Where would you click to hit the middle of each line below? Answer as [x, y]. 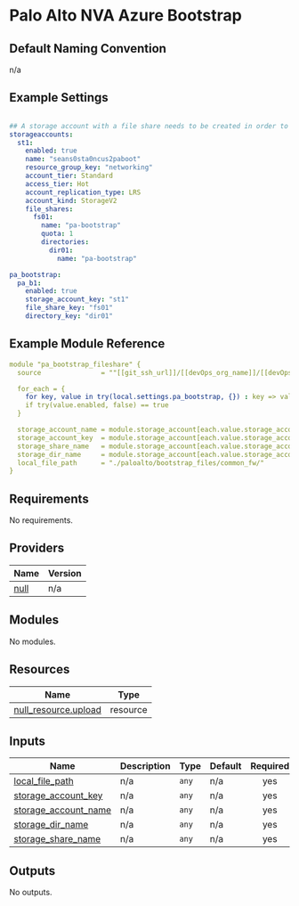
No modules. [32, 641]
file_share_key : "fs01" [69, 308]
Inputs [28, 741]
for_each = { [41, 388]
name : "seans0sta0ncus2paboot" [83, 159]
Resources [40, 669]
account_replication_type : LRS [83, 192]
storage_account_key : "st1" [77, 299]
